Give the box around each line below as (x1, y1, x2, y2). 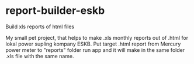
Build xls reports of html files (5, 23, 74, 30)
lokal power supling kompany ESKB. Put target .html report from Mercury (5, 40, 181, 47)
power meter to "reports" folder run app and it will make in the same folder (5, 46, 185, 53)
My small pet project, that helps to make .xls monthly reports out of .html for (5, 34, 188, 41)
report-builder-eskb (5, 4, 105, 17)
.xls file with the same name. (5, 52, 74, 59)
